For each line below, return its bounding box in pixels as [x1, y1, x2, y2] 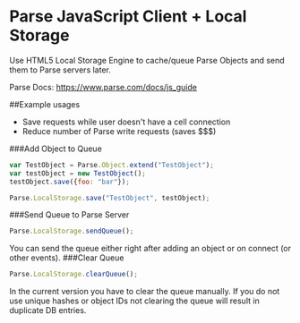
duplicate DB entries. [9, 305, 87, 316]
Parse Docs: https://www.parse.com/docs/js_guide [9, 81, 197, 92]
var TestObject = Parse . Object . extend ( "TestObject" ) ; [9, 160, 215, 169]
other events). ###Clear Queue [9, 252, 124, 263]
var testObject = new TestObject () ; [9, 168, 146, 178]
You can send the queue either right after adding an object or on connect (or [9, 243, 291, 254]
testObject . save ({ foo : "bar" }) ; [9, 177, 130, 186]
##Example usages [9, 98, 81, 109]
